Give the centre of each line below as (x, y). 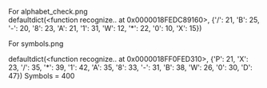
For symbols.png (36, 44)
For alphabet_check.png (48, 11)
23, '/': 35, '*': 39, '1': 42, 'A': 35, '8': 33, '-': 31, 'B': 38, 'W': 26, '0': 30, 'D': (131, 67)
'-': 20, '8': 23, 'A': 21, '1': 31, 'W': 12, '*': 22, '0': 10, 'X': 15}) (105, 28)
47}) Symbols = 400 (42, 76)
